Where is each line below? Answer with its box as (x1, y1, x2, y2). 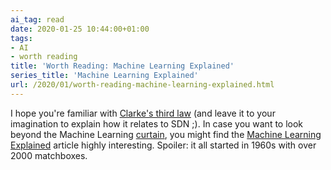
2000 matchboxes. (10, 149, 88, 161)
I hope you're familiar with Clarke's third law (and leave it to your (10, 107, 276, 119)
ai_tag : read (10, 14, 65, 25)
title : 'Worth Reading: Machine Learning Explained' (10, 61, 235, 71)
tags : (10, 33, 33, 43)
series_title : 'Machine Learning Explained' (10, 71, 199, 81)
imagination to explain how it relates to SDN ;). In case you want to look (10, 117, 304, 130)
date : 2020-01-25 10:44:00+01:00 (10, 24, 150, 34)
